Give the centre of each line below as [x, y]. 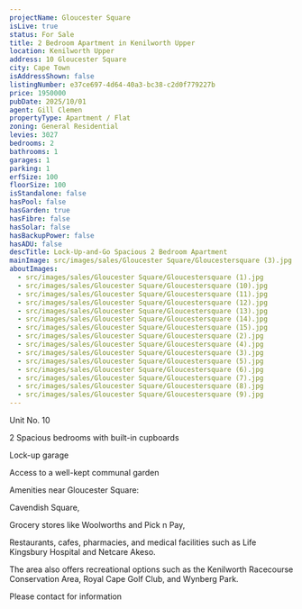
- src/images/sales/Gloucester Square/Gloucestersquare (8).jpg [141, 386]
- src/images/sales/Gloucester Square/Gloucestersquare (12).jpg [143, 303]
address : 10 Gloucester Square [68, 59]
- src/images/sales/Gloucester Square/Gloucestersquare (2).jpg [141, 336]
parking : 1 [30, 168]
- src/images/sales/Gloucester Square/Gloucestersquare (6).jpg [141, 369]
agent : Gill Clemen [46, 110]
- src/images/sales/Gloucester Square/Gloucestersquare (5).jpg [141, 361]
